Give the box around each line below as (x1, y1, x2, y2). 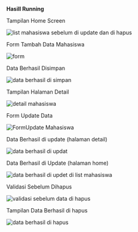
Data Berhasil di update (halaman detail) (6, 136, 108, 143)
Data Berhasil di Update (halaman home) (6, 159, 109, 167)
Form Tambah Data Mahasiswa (6, 41, 85, 48)
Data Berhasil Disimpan (6, 64, 66, 72)
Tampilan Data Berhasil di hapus (6, 207, 88, 214)
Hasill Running (6, 6, 44, 12)
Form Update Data (6, 112, 53, 119)
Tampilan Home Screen (6, 17, 66, 24)
